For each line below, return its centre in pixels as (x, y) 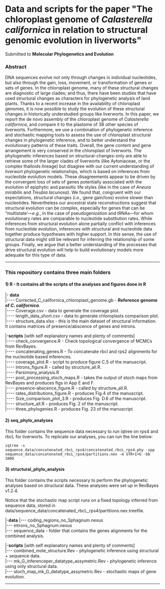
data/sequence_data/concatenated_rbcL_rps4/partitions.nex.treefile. (75, 510)
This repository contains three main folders (58, 272)
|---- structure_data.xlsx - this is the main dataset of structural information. (81, 321)
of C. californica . (23, 305)
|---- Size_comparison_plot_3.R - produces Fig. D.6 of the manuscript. (76, 399)
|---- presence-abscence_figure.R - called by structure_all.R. (67, 388)
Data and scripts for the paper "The (79, 9)
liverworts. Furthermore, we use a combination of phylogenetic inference (79, 130)
